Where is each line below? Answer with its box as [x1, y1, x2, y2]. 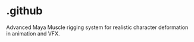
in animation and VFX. [6, 30, 60, 37]
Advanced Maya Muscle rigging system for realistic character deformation [6, 24, 189, 31]
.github [6, 4, 43, 18]
